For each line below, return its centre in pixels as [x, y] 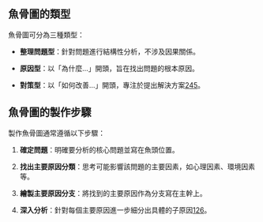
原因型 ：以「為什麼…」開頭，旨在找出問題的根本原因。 [109, 68]
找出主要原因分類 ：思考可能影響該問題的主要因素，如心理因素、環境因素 [137, 166]
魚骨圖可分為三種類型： [46, 35]
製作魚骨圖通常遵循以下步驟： [56, 133]
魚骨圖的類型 [39, 14]
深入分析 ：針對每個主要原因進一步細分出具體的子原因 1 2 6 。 [115, 210]
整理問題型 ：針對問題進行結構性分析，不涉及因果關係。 [109, 51]
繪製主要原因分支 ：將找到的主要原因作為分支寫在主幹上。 [113, 193]
